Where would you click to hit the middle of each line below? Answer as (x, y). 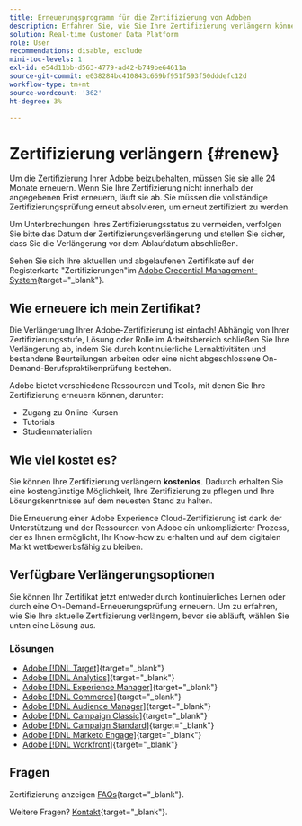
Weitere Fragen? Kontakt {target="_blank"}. (89, 812)
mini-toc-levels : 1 (46, 59)
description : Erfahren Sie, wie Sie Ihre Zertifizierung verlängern (140, 26)
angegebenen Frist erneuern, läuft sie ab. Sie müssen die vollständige (138, 198)
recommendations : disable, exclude (76, 51)
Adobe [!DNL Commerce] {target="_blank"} (102, 697)
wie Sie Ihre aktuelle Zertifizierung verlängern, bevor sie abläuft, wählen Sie (149, 616)
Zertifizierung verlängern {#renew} (145, 153)
